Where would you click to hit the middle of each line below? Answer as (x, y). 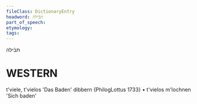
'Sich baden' (21, 96)
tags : (13, 33)
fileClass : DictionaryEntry (41, 11)
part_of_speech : (26, 22)
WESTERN (32, 73)
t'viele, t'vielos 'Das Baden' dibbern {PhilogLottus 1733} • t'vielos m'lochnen (98, 90)
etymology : (19, 28)
